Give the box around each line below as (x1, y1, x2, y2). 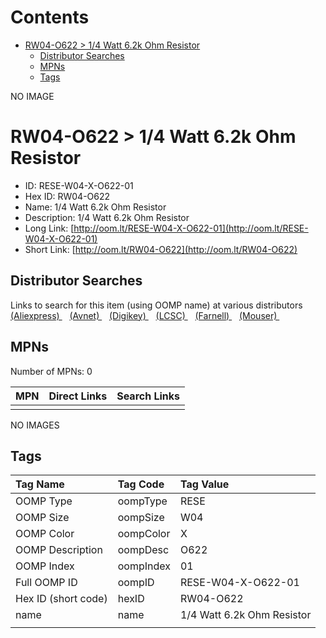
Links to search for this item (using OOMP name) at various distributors (10, 299, 303, 311)
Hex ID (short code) (15, 592, 108, 606)
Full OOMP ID (15, 576, 78, 590)
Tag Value (179, 477, 230, 491)
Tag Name (15, 477, 65, 491)
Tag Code (117, 477, 165, 491)
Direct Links (48, 389, 108, 403)
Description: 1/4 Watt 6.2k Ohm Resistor (24, 211, 190, 223)
